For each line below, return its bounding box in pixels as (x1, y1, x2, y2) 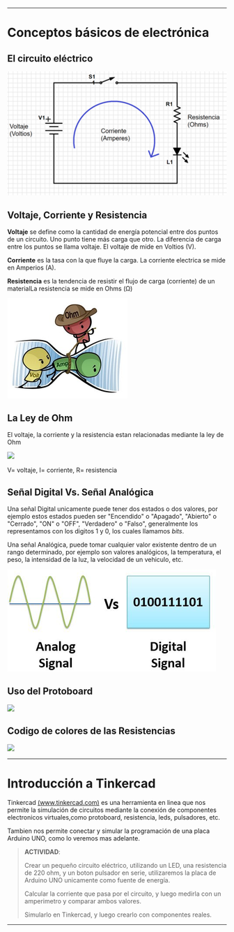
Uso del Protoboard (7, 686, 93, 697)
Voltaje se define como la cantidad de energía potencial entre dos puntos (7, 228, 219, 236)
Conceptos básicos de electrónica (7, 25, 210, 40)
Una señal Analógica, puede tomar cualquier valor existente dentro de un (7, 540, 217, 549)
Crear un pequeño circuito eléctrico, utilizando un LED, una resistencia (24, 861, 227, 870)
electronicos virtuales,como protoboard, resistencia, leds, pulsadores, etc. (7, 813, 221, 822)
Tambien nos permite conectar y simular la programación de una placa (7, 827, 210, 835)
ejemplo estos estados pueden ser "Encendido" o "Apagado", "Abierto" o (7, 512, 217, 520)
